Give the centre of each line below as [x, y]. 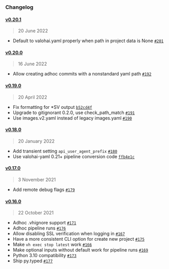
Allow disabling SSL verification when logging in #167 [69, 234]
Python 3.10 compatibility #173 [45, 256]
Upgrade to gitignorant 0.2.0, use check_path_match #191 [74, 112]
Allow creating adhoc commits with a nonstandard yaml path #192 [82, 74]
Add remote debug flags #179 [44, 189]
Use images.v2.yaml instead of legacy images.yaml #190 [72, 118]
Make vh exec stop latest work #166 [52, 244]
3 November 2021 [37, 179]
